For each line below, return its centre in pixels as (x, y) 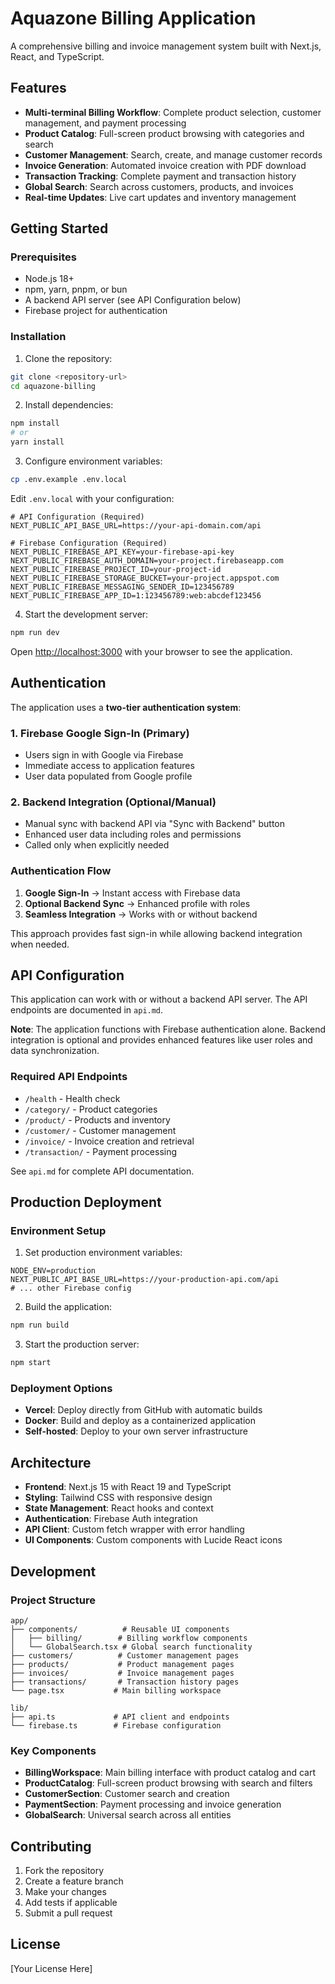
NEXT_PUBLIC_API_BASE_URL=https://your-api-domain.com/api (136, 525)
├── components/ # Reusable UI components (120, 1629)
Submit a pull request (68, 1913)
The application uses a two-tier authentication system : (126, 707)
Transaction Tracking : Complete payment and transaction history (160, 176)
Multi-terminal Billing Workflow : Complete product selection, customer (173, 112)
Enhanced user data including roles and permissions (133, 834)
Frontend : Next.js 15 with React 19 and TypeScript (128, 1487)
